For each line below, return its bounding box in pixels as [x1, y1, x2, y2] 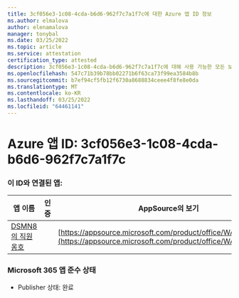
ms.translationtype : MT [7, 83, 78, 90]
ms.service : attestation [7, 50, 81, 58]
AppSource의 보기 [138, 203, 199, 213]
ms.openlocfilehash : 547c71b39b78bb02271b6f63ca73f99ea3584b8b [7, 70, 199, 77]
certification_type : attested [7, 57, 97, 64]
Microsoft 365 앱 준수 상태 [7, 265, 96, 275]
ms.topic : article [7, 43, 62, 50]
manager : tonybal [7, 30, 59, 38]
